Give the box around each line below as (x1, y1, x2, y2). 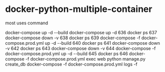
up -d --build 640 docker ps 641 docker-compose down (44, 40, 161, 46)
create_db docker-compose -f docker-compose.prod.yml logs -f (5, 61, 138, 67)
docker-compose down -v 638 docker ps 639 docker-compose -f (5, 35, 141, 41)
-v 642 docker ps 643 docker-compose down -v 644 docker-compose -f (5, 45, 156, 51)
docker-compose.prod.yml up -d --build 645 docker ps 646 (5, 51, 128, 57)
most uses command (5, 20, 48, 26)
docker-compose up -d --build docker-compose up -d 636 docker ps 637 (5, 29, 157, 35)
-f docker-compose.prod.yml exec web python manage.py (25, 56, 146, 62)
